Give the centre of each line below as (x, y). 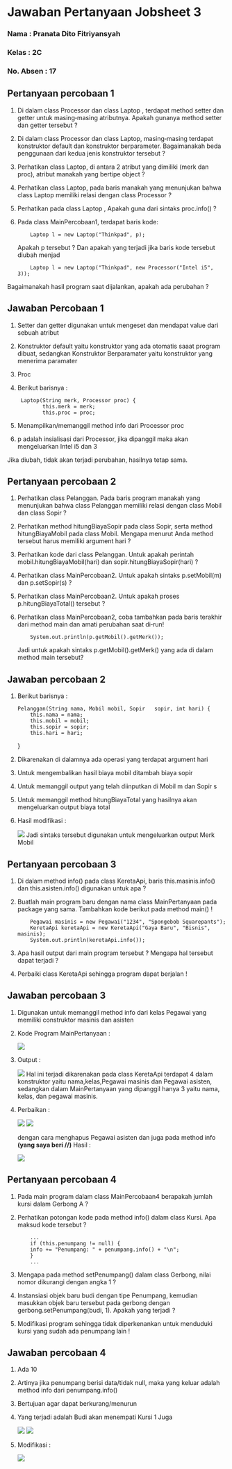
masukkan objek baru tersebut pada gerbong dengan (93, 1302)
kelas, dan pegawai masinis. (58, 1096)
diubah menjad (39, 255)
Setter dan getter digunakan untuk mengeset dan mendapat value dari (118, 325)
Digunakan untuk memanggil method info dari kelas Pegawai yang (112, 1012)
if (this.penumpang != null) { (75, 1243)
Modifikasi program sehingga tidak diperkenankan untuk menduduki (115, 1323)
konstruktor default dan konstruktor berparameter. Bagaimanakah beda (119, 146)
